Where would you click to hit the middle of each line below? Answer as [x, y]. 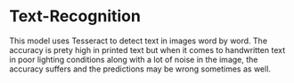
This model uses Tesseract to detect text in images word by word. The [139, 41]
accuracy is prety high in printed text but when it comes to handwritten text [147, 49]
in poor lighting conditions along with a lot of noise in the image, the [134, 59]
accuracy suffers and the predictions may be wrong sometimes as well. [140, 69]
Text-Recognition [75, 16]
